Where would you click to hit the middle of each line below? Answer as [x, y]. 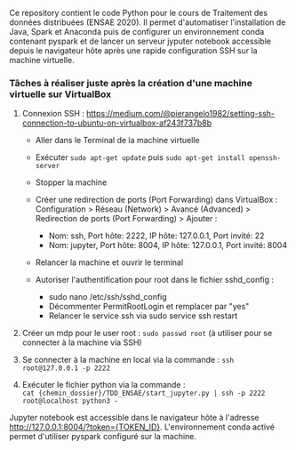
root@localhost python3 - [70, 401]
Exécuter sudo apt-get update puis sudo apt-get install [140, 157]
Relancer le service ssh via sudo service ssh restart [143, 316]
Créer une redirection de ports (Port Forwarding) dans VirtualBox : [156, 200]
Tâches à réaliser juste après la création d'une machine [131, 83]
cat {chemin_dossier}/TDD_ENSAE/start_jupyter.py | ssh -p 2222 [144, 394]
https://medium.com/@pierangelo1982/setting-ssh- [180, 114]
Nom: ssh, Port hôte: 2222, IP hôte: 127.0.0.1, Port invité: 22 [156, 236]
